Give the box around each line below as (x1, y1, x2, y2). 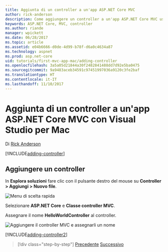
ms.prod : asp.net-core (5, 53, 52, 59)
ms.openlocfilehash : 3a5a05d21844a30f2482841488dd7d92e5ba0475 (5, 63, 140, 68)
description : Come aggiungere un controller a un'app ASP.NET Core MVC (5, 16, 157, 21)
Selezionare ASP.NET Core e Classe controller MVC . (5, 203, 115, 209)
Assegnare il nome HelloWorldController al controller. (5, 213, 116, 219)
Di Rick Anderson (5, 141, 41, 147)
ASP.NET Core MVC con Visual (5, 113, 136, 125)
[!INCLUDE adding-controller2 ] (5, 232, 67, 238)
